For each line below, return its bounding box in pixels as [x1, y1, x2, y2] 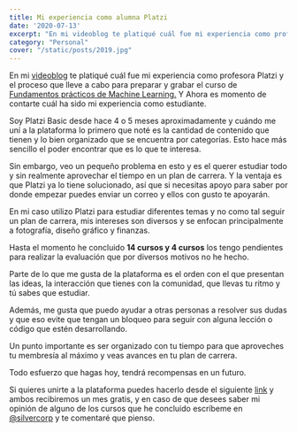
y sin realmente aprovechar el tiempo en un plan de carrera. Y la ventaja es [9, 170, 283, 181]
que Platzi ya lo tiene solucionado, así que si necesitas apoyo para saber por [9, 180, 288, 190]
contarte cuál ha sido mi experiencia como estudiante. [9, 98, 207, 109]
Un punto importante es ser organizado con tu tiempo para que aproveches [9, 341, 285, 351]
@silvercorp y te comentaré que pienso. [9, 413, 156, 423]
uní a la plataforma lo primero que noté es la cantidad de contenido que [9, 125, 270, 135]
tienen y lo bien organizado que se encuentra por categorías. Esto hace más [9, 135, 287, 145]
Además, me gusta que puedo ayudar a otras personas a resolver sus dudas [9, 305, 287, 315]
